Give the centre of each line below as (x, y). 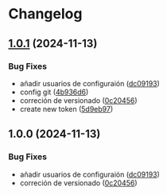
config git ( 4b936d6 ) (54, 92)
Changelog (45, 14)
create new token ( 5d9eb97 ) (66, 109)
